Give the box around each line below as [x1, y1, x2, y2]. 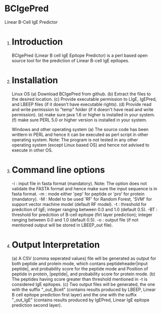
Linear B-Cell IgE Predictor [4, 19, 58, 25]
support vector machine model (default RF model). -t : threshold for [11, 201, 147, 207]
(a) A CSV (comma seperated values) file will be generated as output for [11, 255, 157, 261]
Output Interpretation [11, 239, 100, 250]
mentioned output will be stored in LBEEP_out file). [11, 222, 113, 228]
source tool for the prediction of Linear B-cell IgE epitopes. [11, 57, 129, 64]
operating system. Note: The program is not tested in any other [11, 136, 138, 142]
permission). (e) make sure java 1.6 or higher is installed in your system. [11, 112, 155, 117]
